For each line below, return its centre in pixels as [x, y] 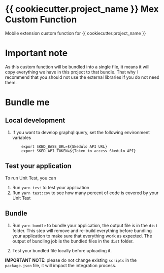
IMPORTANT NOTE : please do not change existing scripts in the [71, 260]
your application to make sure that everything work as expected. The [82, 236]
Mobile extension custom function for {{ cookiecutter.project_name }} [76, 33]
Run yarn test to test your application [51, 187]
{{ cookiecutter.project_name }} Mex [82, 9]
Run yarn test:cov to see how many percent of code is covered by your [85, 193]
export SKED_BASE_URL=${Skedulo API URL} [64, 146]
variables [21, 137]
